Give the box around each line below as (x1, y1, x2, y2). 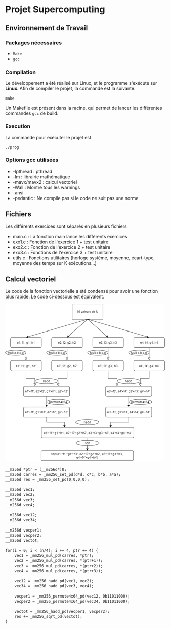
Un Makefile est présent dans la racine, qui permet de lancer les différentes (5, 105, 162, 111)
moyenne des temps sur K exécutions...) (12, 260, 97, 266)
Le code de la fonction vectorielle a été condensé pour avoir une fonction (5, 288, 158, 294)
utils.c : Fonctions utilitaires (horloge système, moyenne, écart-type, (12, 255, 155, 261)
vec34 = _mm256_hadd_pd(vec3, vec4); (14, 584, 94, 589)
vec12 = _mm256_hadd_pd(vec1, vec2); (14, 579, 94, 584)
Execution (5, 123, 31, 130)
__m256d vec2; (5, 492, 35, 498)
